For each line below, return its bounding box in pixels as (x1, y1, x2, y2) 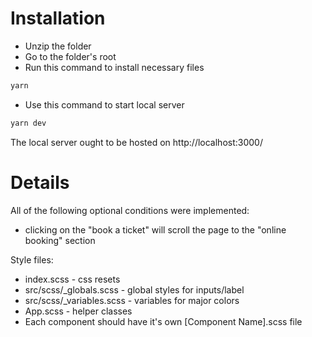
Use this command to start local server (24, 98, 185, 111)
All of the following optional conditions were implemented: (10, 204, 250, 216)
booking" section (24, 234, 96, 246)
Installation (10, 7, 106, 30)
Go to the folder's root (24, 50, 117, 62)
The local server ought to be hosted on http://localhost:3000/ (10, 136, 263, 148)
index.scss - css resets (24, 273, 121, 285)
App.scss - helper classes (24, 305, 133, 317)
